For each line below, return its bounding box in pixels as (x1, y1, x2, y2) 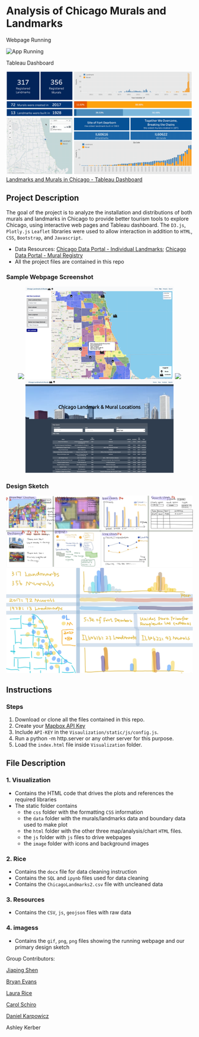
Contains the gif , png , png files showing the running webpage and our (14, 937, 185, 944)
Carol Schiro (6, 1001, 37, 1008)
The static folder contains (14, 802, 78, 809)
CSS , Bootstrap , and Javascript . (6, 234, 83, 241)
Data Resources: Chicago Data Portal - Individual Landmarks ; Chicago (14, 245, 187, 252)
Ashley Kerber (6, 1023, 41, 1031)
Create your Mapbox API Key (14, 723, 86, 729)
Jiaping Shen (6, 967, 38, 974)
